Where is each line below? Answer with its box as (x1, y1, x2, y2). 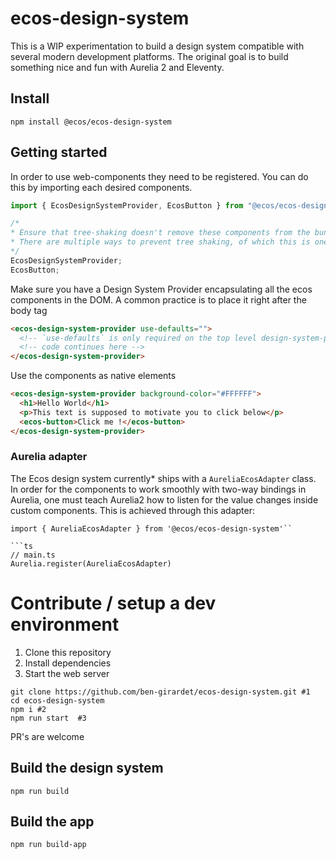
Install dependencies (24, 657, 112, 669)
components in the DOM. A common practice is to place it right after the (10, 293, 307, 306)
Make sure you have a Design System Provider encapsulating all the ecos (10, 283, 313, 295)
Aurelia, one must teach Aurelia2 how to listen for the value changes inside (10, 493, 319, 506)
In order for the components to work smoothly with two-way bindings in (10, 483, 307, 495)
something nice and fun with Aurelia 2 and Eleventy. (10, 61, 225, 73)
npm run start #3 (10, 713, 87, 723)
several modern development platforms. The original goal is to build (10, 50, 289, 62)
